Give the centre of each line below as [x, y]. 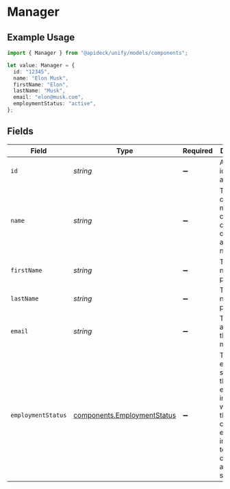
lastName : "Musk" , [40, 91]
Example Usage [41, 37]
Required [198, 150]
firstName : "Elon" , [41, 84]
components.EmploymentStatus [125, 415]
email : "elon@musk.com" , [49, 97]
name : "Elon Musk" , [41, 78]
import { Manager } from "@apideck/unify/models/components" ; [98, 53]
